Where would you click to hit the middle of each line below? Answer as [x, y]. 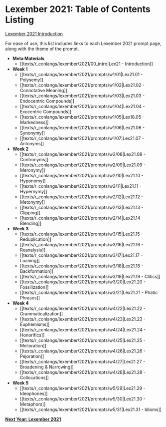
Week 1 [20, 69]
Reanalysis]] [33, 250]
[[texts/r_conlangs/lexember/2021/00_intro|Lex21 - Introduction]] [86, 64]
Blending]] [30, 223]
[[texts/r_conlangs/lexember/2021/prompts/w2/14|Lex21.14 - [82, 218]
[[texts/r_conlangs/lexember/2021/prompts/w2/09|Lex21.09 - [83, 165]
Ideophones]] [34, 393]
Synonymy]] [32, 133]
